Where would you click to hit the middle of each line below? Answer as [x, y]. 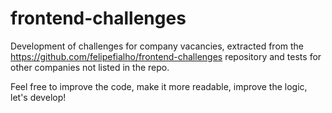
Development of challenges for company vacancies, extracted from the [157, 46]
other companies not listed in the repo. [90, 67]
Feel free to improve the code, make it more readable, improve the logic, [159, 86]
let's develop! [38, 97]
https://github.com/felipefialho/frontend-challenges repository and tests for [166, 56]
